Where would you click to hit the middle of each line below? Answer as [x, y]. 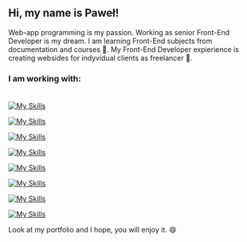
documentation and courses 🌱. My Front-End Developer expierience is [123, 49]
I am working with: [45, 78]
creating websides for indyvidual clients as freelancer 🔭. [100, 58]
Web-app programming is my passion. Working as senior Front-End [119, 32]
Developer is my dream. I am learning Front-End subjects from [110, 41]
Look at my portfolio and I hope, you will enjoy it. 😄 [92, 230]
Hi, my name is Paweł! [64, 13]
